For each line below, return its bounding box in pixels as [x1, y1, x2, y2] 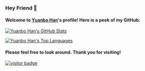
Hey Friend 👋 [5, 4, 37, 11]
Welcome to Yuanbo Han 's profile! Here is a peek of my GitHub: [5, 17, 140, 23]
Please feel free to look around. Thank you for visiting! [5, 49, 121, 55]
